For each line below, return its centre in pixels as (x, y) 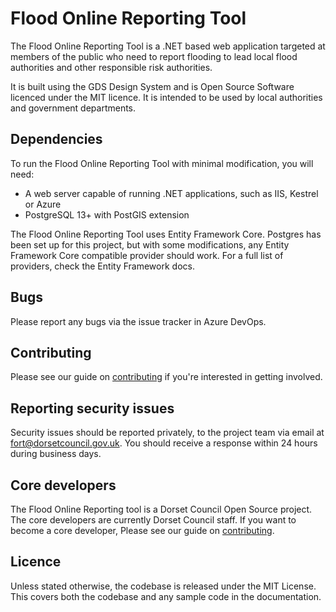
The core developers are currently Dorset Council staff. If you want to (153, 520)
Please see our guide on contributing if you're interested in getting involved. (166, 377)
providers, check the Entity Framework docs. (102, 266)
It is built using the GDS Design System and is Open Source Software (152, 86)
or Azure (43, 204)
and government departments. (73, 108)
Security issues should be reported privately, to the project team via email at (167, 433)
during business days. (56, 454)
